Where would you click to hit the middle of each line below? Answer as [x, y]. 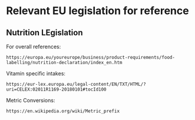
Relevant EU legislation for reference [98, 11]
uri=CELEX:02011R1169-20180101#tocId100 [57, 89]
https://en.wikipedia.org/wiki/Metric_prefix [63, 111]
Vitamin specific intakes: [36, 74]
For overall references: [34, 46]
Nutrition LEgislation [44, 33]
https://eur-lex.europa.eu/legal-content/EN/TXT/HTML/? [76, 84]
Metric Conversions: [31, 100]
